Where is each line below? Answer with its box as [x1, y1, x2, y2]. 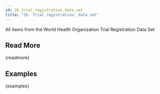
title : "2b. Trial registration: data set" [5, 12, 99, 17]
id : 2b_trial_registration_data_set [5, 7, 83, 13]
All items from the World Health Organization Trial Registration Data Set [5, 26, 155, 32]
